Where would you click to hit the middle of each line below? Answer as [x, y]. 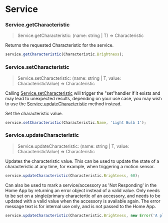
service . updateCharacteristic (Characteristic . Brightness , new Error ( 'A [81, 216]
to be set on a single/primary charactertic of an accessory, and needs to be [83, 196]
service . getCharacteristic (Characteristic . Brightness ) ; [64, 54]
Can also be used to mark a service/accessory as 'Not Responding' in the [81, 185]
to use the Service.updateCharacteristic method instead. [63, 104]
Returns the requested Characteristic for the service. [59, 45]
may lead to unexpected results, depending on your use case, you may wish [84, 98]
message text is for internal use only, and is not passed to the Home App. [81, 206]
